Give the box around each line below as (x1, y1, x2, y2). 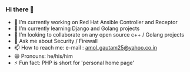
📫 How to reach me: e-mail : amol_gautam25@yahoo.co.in (14, 44, 157, 51)
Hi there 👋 (5, 5, 35, 14)
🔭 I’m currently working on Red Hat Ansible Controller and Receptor (14, 19, 178, 26)
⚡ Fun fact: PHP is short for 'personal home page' (14, 59, 135, 67)
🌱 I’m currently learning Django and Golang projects (14, 25, 140, 32)
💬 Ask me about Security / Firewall (14, 38, 98, 45)
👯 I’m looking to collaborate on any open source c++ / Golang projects (14, 31, 185, 38)
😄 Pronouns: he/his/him (14, 53, 73, 60)
